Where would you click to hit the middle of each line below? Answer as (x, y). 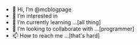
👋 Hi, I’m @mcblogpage (42, 9)
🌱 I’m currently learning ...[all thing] (56, 22)
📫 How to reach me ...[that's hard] (56, 36)
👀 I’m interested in (35, 16)
